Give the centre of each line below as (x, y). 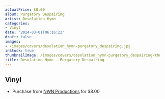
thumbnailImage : (22, 55)
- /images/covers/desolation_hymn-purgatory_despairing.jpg (68, 46)
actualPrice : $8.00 (25, 10)
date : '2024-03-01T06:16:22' (35, 32)
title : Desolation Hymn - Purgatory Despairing (55, 60)
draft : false (18, 37)
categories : (17, 23)
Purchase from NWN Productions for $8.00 (56, 92)
